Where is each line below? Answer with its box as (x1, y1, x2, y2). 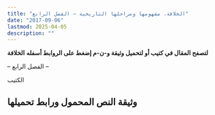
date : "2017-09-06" (7, 17, 64, 24)
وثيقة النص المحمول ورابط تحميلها (7, 95, 138, 108)
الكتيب (7, 76, 24, 84)
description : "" (7, 29, 54, 37)
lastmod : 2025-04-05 (7, 23, 68, 30)
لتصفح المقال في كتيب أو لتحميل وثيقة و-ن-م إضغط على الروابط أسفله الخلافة (7, 49, 209, 57)
